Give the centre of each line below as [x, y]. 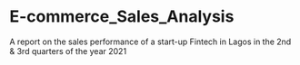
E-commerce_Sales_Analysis [122, 17]
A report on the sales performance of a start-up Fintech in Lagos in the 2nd [150, 42]
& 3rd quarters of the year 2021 [68, 51]
